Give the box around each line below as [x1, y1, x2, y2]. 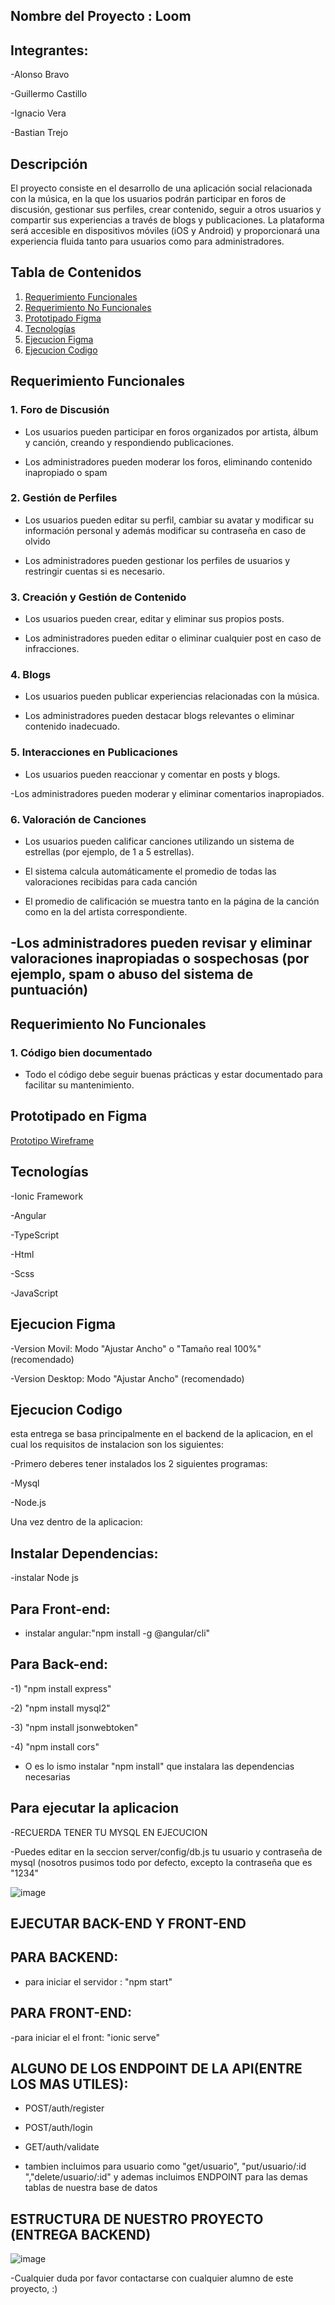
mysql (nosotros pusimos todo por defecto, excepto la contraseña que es [10, 1856, 313, 1868]
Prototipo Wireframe [10, 1134, 95, 1146]
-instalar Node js [10, 1572, 79, 1584]
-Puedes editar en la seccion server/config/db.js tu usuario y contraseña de [10, 1845, 323, 1858]
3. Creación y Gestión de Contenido [10, 590, 187, 604]
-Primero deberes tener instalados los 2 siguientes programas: [10, 1458, 268, 1470]
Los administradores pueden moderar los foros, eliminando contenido [24, 455, 313, 468]
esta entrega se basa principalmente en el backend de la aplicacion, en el [10, 1428, 313, 1440]
